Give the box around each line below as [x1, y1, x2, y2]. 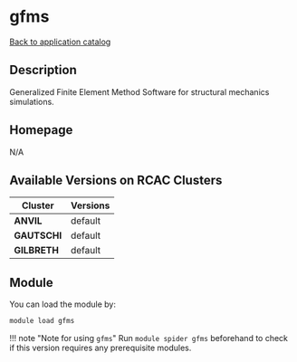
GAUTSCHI [14, 229, 62, 242]
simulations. [9, 96, 54, 107]
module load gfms [9, 317, 75, 326]
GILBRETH [14, 244, 59, 257]
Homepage [9, 122, 73, 138]
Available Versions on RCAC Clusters [9, 172, 223, 187]
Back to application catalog [9, 36, 111, 47]
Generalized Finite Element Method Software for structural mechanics [9, 86, 270, 97]
